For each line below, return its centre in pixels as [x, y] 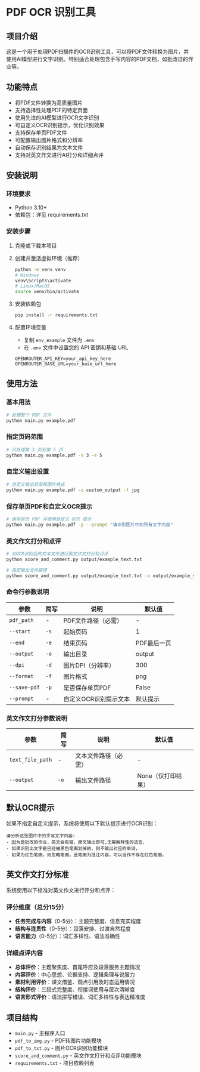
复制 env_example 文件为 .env [59, 340]
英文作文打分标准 [37, 875]
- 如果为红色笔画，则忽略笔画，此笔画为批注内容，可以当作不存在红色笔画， [86, 855]
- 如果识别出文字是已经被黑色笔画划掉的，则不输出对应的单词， [73, 848]
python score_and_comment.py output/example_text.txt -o [78, 576]
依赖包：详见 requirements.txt [51, 214]
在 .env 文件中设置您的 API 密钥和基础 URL [76, 347]
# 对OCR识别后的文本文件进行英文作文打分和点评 [57, 554]
